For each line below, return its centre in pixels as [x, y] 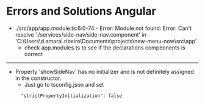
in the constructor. [38, 78]
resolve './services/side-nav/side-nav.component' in [81, 34]
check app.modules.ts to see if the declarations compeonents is [105, 48]
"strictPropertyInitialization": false [71, 96]
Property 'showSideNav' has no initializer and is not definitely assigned [104, 71]
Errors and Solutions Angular [81, 11]
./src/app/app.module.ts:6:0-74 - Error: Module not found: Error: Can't [103, 28]
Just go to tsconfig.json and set [64, 84]
